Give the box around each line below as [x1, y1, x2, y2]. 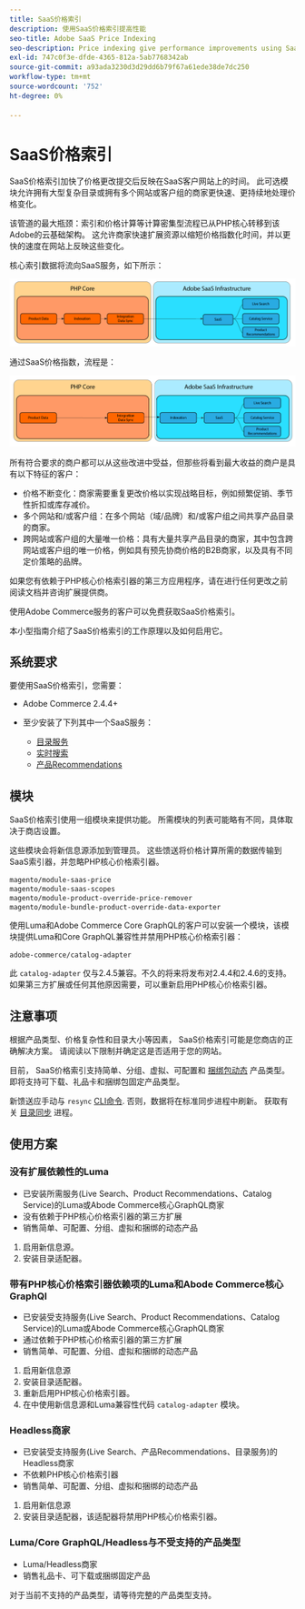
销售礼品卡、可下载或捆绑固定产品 [22, 1570, 151, 1581]
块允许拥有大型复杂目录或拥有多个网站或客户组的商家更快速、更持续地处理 [9, 187, 288, 198]
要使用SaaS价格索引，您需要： [9, 680, 124, 691]
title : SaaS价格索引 [9, 15, 82, 24]
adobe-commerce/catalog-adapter [9, 950, 132, 960]
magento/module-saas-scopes [9, 885, 116, 894]
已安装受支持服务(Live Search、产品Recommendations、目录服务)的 [22, 1446, 279, 1457]
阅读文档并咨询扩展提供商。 [9, 587, 113, 598]
